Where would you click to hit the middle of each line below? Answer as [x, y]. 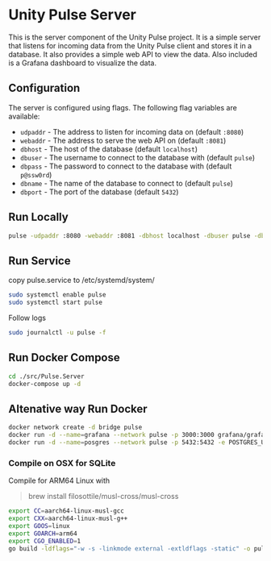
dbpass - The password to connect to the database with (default [126, 166]
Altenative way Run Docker [78, 409]
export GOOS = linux [39, 526]
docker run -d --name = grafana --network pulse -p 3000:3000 [112, 435]
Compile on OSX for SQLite [62, 463]
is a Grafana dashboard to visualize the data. [83, 63]
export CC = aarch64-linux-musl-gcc [67, 511]
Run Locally [38, 217]
